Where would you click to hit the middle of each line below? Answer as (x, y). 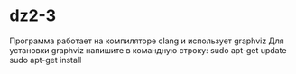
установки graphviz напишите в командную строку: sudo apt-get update (148, 50)
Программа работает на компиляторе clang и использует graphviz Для (147, 41)
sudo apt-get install (46, 60)
